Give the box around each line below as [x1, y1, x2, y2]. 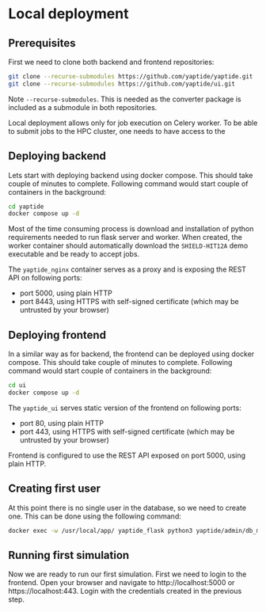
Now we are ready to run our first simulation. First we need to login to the [8, 569, 247, 579]
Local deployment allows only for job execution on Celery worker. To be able [8, 118, 258, 127]
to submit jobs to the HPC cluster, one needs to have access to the [8, 126, 226, 135]
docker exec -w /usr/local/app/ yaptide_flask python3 [8, 526, 193, 534]
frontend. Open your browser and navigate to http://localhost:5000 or [8, 578, 235, 587]
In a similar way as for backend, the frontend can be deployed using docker [8, 349, 255, 359]
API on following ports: [8, 273, 82, 283]
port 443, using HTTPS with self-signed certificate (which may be [19, 427, 235, 436]
